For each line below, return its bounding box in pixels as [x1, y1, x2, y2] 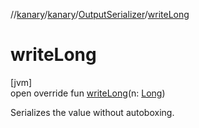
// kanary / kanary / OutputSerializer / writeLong [10, 9, 190, 20]
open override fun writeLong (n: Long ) [10, 87, 166, 99]
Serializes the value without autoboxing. [10, 106, 175, 118]
